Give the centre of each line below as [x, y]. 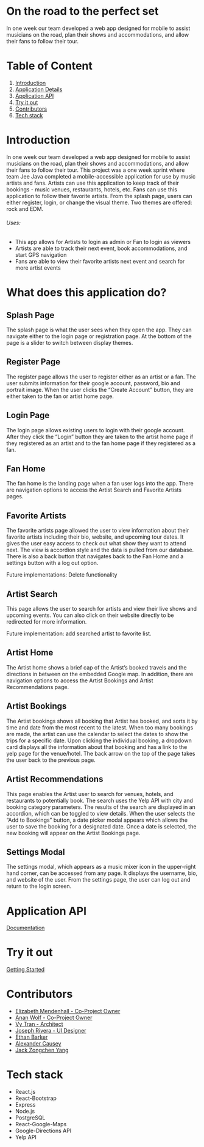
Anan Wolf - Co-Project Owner [54, 1018]
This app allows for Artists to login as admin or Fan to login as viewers [103, 242]
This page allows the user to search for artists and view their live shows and [101, 609]
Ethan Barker [31, 1037]
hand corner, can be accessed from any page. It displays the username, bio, [102, 873]
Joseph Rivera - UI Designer [51, 1031]
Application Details [39, 89]
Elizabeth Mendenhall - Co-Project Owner [68, 1011]
